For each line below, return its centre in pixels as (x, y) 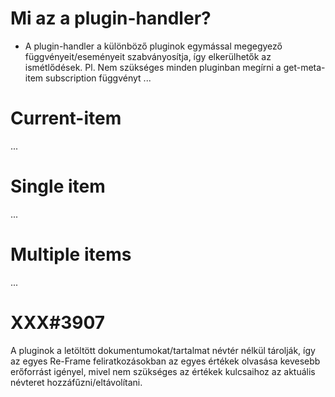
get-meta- (304, 67)
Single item (58, 186)
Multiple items (71, 254)
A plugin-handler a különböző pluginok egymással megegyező (153, 46)
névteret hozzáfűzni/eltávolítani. (76, 382)
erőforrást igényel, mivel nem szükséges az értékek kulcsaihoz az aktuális (163, 371)
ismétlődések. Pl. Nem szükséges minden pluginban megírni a (153, 67)
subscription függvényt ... (98, 78)
